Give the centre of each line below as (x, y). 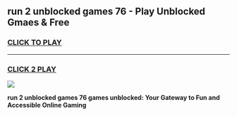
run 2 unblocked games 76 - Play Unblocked (107, 12)
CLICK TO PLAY (35, 43)
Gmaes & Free (38, 23)
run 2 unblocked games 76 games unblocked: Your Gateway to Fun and (114, 97)
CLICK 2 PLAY (32, 69)
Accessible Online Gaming (47, 105)
